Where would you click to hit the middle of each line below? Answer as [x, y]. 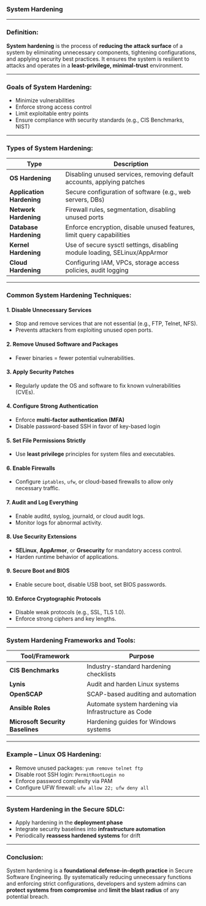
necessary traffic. [37, 488]
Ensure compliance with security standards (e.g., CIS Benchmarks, [100, 120]
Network [22, 209]
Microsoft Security [37, 722]
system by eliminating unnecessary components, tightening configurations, [101, 52]
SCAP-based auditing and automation [142, 694]
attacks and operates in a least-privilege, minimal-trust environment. [95, 65]
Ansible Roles [30, 708]
